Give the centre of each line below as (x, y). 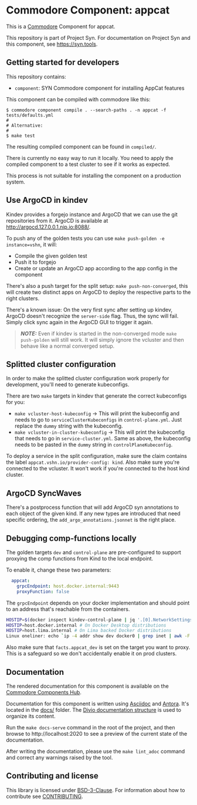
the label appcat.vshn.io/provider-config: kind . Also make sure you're (93, 462)
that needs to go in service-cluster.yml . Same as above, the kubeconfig (102, 439)
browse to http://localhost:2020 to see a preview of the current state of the (97, 733)
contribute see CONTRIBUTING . (45, 796)
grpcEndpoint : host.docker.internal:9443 (68, 586)
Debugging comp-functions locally (71, 538)
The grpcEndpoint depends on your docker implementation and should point (98, 603)
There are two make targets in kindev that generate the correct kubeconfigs (96, 396)
